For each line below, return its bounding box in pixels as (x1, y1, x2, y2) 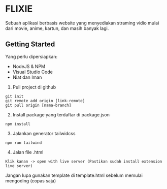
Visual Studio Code (12, 69, 53, 75)
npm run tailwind (5, 140, 42, 145)
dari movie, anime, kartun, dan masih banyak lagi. (5, 25, 109, 31)
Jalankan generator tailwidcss (12, 130, 76, 136)
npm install (5, 121, 30, 127)
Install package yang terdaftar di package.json (12, 111, 110, 117)
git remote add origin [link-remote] (5, 98, 85, 103)
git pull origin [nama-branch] (5, 103, 72, 108)
